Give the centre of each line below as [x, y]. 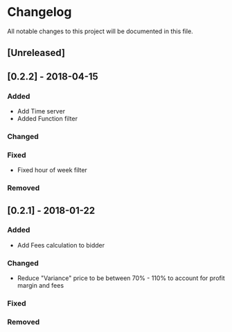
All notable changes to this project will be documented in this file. [100, 31]
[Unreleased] [36, 53]
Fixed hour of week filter [52, 170]
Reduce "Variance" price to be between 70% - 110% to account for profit [121, 278]
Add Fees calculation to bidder [61, 245]
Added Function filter [47, 119]
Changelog [39, 12]
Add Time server [41, 111]
